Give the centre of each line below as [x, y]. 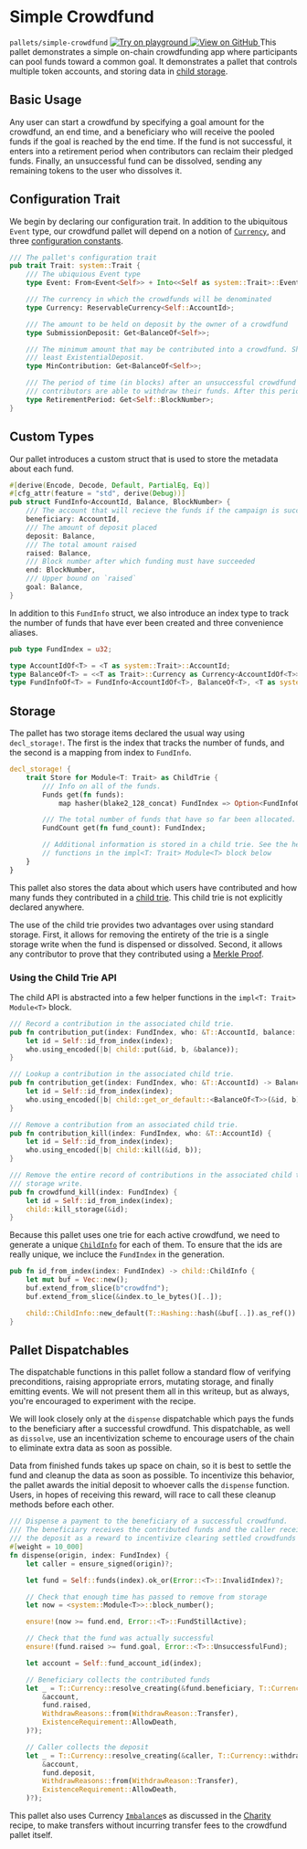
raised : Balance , [59, 553]
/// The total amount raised [81, 544]
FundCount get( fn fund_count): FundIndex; [124, 829]
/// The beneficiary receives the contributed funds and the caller [143, 1530]
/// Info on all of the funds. [102, 786]
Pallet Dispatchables [69, 1350]
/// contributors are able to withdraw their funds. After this [151, 391]
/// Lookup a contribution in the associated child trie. [122, 1074]
